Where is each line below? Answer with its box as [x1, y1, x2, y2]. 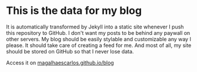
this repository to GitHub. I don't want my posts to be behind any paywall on [6, 29, 191, 36]
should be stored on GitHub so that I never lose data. [6, 48, 134, 55]
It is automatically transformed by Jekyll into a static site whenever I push [6, 23, 184, 30]
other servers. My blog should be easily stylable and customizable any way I [6, 35, 191, 42]
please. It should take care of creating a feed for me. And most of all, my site [6, 42, 192, 49]
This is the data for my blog [6, 4, 142, 17]
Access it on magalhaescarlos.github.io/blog [6, 59, 114, 66]
